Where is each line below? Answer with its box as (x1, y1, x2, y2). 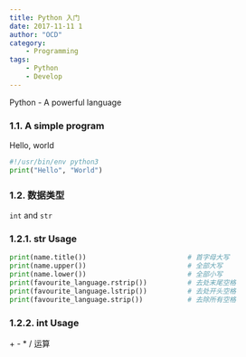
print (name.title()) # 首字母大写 (9, 253, 230, 262)
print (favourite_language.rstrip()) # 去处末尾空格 (9, 278, 237, 287)
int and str (9, 210, 52, 221)
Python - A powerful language (9, 97, 122, 108)
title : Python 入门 (9, 13, 80, 23)
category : (9, 38, 47, 48)
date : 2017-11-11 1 (9, 22, 83, 31)
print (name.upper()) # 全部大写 (9, 261, 223, 271)
